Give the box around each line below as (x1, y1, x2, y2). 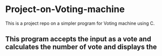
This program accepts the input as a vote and (5, 35, 151, 43)
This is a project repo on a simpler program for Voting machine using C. (5, 20, 155, 26)
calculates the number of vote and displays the (5, 43, 157, 51)
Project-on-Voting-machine (5, 4, 125, 15)
